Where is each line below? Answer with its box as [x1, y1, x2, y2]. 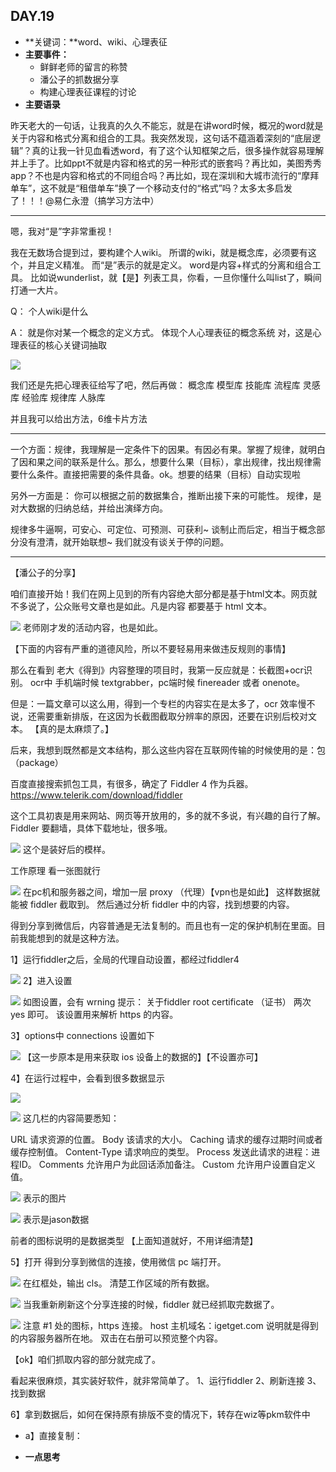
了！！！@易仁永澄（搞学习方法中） [10, 194, 160, 206]
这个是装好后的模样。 [22, 843, 111, 855]
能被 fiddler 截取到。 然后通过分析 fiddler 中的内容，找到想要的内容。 [10, 898, 295, 910]
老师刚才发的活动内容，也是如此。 [22, 621, 163, 633]
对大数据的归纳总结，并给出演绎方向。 [10, 502, 168, 514]
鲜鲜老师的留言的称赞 [39, 60, 128, 73]
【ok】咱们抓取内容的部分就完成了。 [10, 1353, 162, 1365]
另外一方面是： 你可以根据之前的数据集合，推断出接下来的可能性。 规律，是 [10, 489, 322, 501]
